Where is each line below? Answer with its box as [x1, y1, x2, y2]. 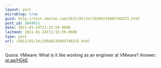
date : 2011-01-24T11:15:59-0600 [5, 25, 71, 30]
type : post [5, 34, 27, 39]
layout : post [5, 7, 32, 12]
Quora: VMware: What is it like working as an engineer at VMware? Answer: [5, 52, 157, 58]
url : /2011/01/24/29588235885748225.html [5, 39, 90, 44]
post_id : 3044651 [5, 20, 40, 26]
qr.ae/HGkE [5, 57, 28, 63]
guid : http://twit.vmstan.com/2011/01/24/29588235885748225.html [5, 16, 140, 21]
